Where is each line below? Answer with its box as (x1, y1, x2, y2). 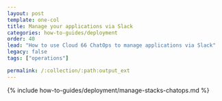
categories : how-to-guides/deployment (7, 29, 118, 36)
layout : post (7, 10, 45, 17)
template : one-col (7, 16, 60, 23)
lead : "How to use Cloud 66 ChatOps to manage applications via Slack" (7, 42, 216, 49)
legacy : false (7, 49, 48, 56)
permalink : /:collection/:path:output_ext (7, 67, 130, 74)
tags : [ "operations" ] (7, 55, 69, 62)
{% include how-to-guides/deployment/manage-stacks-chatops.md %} (7, 86, 210, 94)
